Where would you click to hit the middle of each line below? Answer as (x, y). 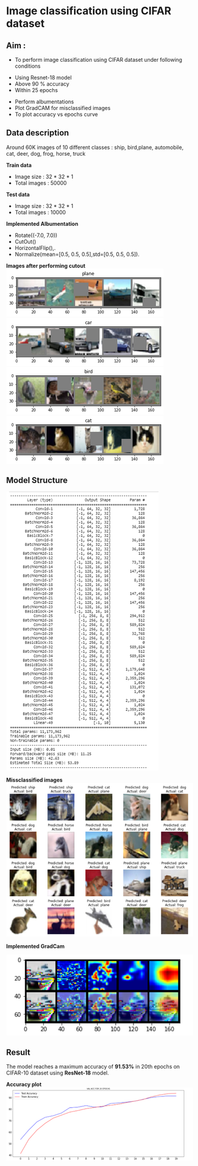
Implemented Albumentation (42, 223)
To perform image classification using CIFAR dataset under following (98, 60)
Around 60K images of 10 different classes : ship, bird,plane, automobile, (95, 147)
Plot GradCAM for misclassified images (63, 108)
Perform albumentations (44, 102)
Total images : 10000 (40, 212)
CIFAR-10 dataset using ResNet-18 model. (58, 1073)
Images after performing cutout (46, 266)
